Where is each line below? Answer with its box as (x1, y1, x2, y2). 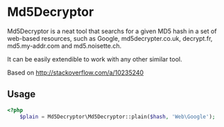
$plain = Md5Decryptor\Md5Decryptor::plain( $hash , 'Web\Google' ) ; (19, 113, 216, 120)
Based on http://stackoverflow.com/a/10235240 (7, 68, 144, 77)
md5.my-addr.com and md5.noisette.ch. (7, 41, 122, 50)
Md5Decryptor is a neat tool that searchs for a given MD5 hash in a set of (7, 27, 217, 35)
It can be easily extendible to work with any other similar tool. (7, 55, 182, 63)
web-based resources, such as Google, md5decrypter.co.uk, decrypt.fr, (7, 34, 213, 42)
